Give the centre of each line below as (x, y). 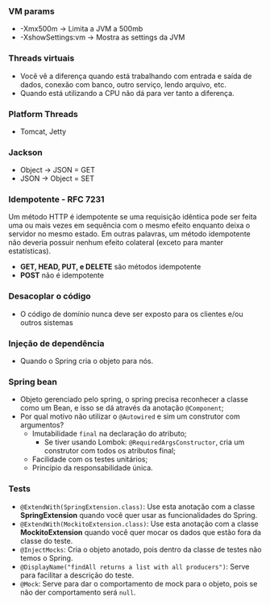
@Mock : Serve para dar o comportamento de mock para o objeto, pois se (139, 583)
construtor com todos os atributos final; (110, 451)
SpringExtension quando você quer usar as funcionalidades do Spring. (139, 515)
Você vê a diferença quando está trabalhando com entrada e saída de (136, 76)
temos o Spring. (46, 557)
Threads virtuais (42, 58)
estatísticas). (29, 251)
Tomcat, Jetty (43, 131)
